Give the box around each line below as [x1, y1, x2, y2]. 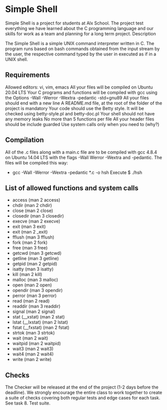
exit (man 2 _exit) [12, 229, 48, 235]
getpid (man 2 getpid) [12, 261, 57, 267]
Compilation [5, 136, 44, 144]
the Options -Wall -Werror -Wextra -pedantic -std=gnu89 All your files [5, 94, 149, 100]
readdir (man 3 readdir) [12, 303, 61, 309]
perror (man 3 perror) [12, 292, 57, 298]
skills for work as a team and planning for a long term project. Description [5, 30, 156, 36]
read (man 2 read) [12, 298, 50, 304]
